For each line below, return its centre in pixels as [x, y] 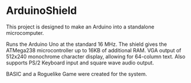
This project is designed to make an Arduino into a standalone [80, 27]
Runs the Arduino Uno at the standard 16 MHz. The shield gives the [86, 44]
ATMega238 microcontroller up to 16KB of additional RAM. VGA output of [94, 50]
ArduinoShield [42, 11]
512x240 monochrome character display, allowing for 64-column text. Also [96, 56]
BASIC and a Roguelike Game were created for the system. [77, 74]
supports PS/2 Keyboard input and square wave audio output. [80, 63]
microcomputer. [25, 33]
